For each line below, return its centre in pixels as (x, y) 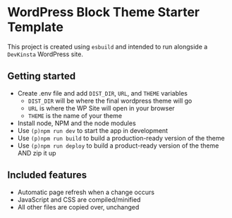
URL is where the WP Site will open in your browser (101, 108)
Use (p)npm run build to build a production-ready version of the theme (121, 138)
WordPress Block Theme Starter (104, 12)
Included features (47, 175)
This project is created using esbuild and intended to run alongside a (108, 46)
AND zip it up (37, 153)
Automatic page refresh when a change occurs (86, 192)
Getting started (42, 76)
